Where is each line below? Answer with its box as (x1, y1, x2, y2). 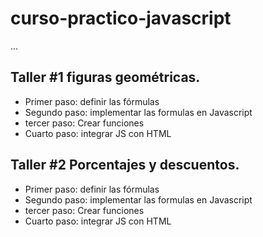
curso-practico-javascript (10, 7, 232, 30)
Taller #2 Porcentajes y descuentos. (10, 157, 240, 174)
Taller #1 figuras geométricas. (10, 69, 201, 86)
